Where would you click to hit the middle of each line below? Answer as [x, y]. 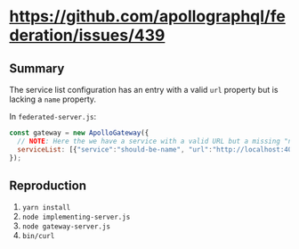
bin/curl [38, 237]
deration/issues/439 [87, 35]
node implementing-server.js [76, 217]
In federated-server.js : [53, 116]
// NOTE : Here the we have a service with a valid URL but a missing [149, 141]
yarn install [46, 208]
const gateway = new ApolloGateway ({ [79, 133]
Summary [37, 68]
